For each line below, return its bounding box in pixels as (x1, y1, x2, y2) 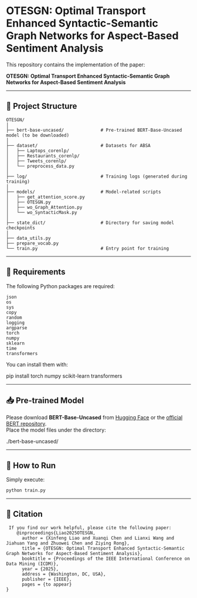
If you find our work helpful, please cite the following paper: (8, 524, 172, 530)
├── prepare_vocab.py (6, 240, 59, 246)
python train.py (6, 487, 46, 493)
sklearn (6, 340, 25, 346)
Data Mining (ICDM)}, (6, 560, 59, 567)
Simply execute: (6, 476, 45, 483)
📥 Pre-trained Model (6, 395, 84, 405)
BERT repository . (6, 420, 47, 427)
